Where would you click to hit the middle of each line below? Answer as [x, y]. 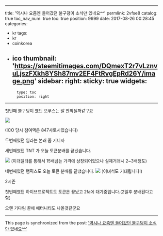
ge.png [23, 81]
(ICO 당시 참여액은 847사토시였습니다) [41, 130]
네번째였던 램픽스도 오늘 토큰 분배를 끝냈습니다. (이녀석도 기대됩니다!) [74, 171]
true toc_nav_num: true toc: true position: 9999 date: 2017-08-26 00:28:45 [80, 18]
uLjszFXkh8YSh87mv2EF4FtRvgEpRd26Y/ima [84, 74]
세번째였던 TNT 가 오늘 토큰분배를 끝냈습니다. [48, 150]
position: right [33, 96]
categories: [16, 24]
